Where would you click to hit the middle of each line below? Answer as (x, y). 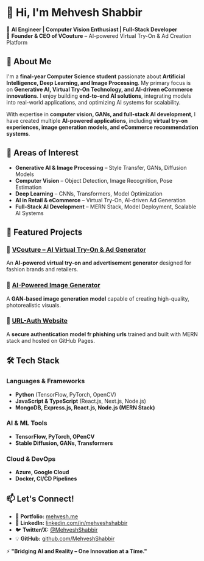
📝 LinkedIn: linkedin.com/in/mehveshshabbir (71, 522)
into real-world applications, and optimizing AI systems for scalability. (93, 102)
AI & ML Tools (27, 423)
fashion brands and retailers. (42, 269)
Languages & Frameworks (46, 381)
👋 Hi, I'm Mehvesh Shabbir (74, 13)
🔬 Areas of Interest (43, 153)
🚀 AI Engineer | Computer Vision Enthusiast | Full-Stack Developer (92, 29)
